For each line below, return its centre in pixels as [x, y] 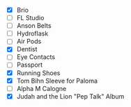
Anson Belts [34, 26]
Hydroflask [32, 33]
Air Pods [29, 42]
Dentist [27, 49]
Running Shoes [38, 73]
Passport [30, 65]
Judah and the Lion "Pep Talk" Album [70, 96]
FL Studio [30, 18]
